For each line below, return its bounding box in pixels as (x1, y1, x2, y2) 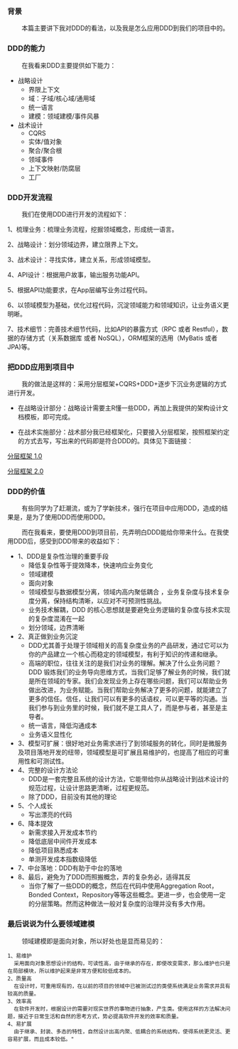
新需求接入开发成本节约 (28, 828, 97, 837)
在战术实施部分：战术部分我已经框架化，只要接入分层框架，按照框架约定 (17, 428, 229, 436)
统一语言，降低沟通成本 (28, 721, 97, 730)
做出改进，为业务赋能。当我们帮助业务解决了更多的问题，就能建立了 (28, 686, 228, 694)
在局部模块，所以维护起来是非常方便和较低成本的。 (7, 967, 135, 974)
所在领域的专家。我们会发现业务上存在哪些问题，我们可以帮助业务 (34, 677, 228, 686)
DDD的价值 (7, 487, 45, 497)
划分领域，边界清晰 (28, 624, 85, 632)
